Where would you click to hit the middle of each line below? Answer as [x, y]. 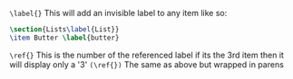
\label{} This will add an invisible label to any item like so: [118, 13]
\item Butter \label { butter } [64, 38]
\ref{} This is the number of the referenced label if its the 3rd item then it [146, 55]
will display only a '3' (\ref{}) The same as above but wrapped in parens [146, 64]
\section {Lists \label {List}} [64, 30]
